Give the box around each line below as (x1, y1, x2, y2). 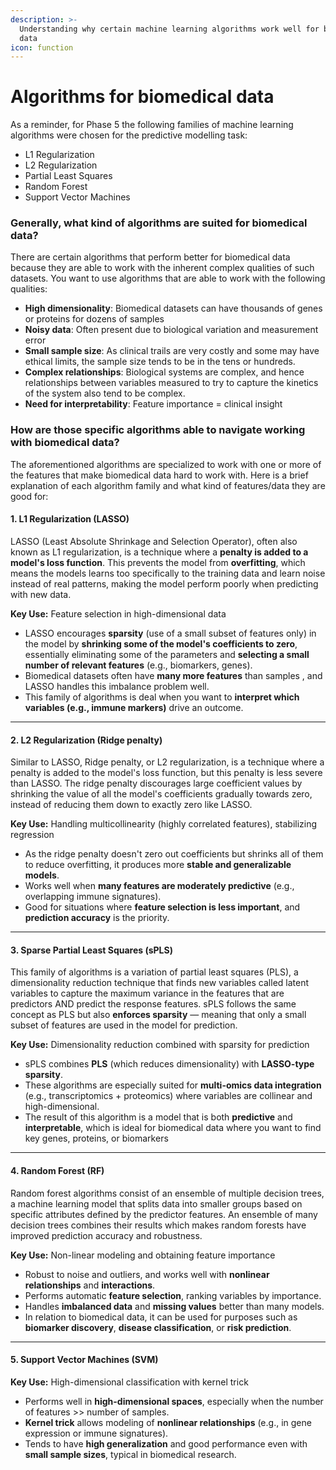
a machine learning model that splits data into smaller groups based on (10, 1197, 303, 1210)
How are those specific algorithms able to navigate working (10, 423, 306, 437)
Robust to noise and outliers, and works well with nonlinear (24, 1268, 270, 1280)
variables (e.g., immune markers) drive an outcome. (24, 701, 244, 713)
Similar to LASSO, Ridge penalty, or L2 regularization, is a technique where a (10, 756, 325, 768)
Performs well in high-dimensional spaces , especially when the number (24, 1395, 324, 1407)
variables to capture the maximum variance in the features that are (10, 987, 285, 1000)
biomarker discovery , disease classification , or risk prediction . (24, 1321, 292, 1333)
